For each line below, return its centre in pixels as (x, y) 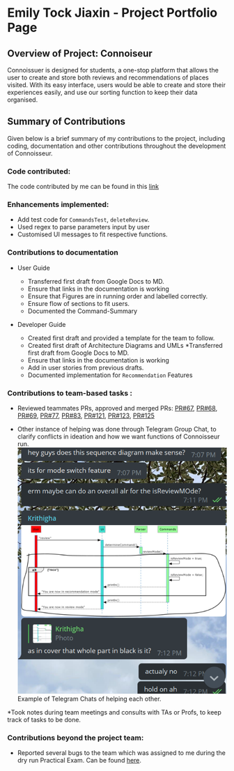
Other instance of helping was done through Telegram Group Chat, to (117, 429)
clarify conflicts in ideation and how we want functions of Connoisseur (119, 436)
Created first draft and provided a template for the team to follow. (121, 338)
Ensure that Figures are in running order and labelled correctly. (118, 296)
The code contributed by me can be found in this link (83, 187)
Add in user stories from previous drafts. (86, 367)
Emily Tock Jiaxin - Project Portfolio (112, 13)
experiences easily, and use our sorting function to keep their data (102, 92)
